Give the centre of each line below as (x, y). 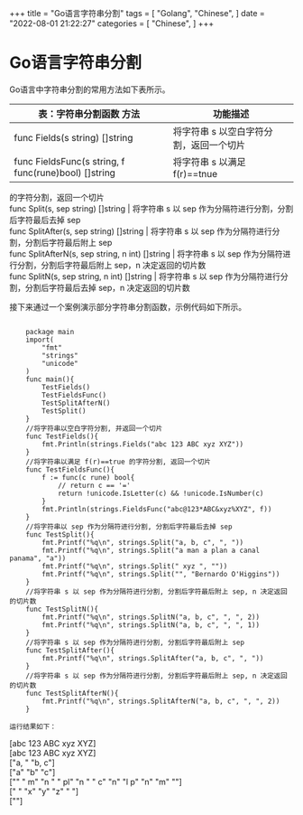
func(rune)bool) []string (64, 173)
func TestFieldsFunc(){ (70, 469)
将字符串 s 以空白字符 (218, 131)
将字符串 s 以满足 (209, 162)
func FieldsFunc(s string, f (69, 161)
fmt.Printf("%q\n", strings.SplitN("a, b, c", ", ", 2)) (151, 617)
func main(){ (50, 379)
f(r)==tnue (195, 173)
